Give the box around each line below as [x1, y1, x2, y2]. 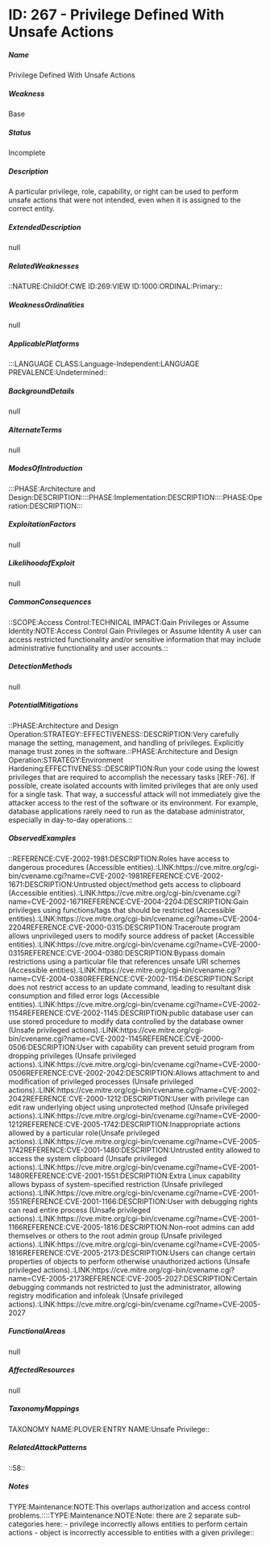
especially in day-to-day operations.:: [8, 814, 133, 824]
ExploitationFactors [8, 519, 77, 529]
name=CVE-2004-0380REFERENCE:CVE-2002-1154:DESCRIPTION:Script [8, 973, 254, 983]
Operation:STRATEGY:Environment [8, 755, 123, 764]
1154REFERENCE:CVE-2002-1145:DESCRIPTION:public [8, 1008, 190, 1018]
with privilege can [189, 1093, 250, 1103]
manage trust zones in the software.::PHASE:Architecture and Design [8, 746, 239, 756]
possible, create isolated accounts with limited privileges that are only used [8, 781, 259, 790]
